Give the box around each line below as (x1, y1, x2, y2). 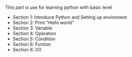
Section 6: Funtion (12, 41, 51, 47)
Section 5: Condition (12, 36, 56, 42)
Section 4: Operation (12, 31, 56, 36)
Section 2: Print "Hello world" (12, 20, 75, 25)
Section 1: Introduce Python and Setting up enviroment (12, 14, 127, 20)
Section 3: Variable (12, 25, 52, 31)
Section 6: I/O (12, 47, 42, 52)
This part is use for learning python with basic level (5, 5, 113, 10)
